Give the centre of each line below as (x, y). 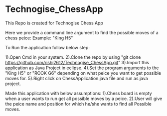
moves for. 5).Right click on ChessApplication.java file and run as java (77, 78)
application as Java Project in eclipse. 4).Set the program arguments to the (82, 68)
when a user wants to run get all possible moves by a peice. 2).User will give (84, 99)
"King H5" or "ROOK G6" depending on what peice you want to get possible (83, 73)
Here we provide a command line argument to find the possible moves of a (82, 32)
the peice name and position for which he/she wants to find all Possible (79, 104)
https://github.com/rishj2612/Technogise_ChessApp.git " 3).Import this (77, 62)
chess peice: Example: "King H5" (39, 38)
